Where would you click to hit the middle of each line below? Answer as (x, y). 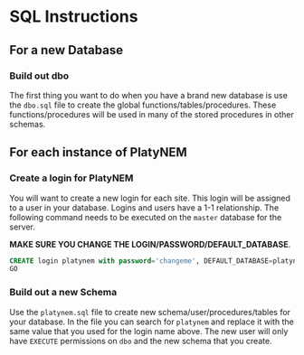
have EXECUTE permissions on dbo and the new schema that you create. (141, 341)
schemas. (28, 124)
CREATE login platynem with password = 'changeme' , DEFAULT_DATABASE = (141, 261)
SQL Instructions (74, 17)
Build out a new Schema (63, 293)
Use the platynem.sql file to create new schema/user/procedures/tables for (150, 312)
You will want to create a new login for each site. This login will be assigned (150, 198)
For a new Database (66, 50)
